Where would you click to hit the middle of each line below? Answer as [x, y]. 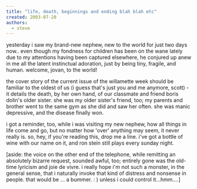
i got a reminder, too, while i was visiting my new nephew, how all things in [96, 124]
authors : [17, 22]
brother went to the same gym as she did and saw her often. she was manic [98, 106]
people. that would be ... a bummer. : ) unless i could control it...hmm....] [93, 180]
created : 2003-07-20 [32, 17]
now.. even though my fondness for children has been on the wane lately [94, 51]
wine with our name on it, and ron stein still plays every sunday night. [90, 143]
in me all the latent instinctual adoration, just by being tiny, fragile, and [91, 64]
